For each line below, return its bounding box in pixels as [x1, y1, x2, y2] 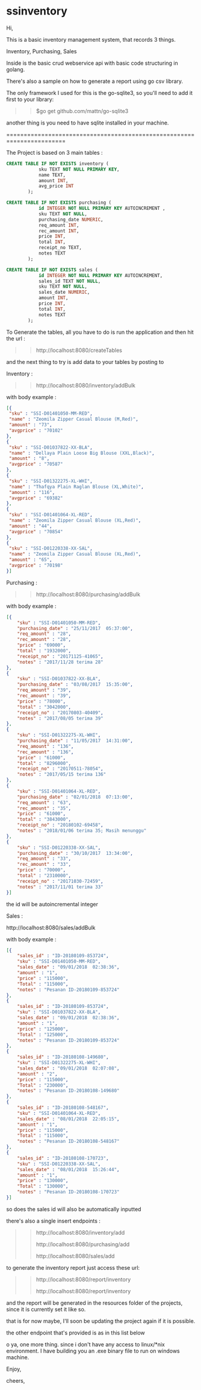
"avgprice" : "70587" [8, 461, 63, 467]
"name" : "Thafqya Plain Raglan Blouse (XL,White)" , [8, 484, 144, 490]
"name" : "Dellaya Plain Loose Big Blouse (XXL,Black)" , [8, 450, 155, 456]
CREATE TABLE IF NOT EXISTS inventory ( [6, 160, 110, 167]
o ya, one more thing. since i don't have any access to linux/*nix [6, 1340, 165, 1348]
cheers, [6, 1377, 25, 1384]
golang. [6, 65, 25, 73]
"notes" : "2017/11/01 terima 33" [17, 884, 104, 890]
